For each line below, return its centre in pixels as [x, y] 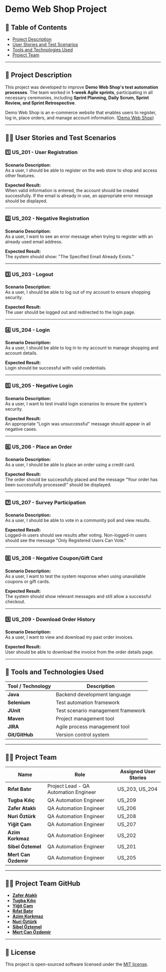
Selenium [19, 702]
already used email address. [34, 241]
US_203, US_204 [138, 789]
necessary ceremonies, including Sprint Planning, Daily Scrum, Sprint [77, 97]
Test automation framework [88, 702]
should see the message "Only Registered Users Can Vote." [66, 541]
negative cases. [21, 429]
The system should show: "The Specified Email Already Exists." [70, 256]
